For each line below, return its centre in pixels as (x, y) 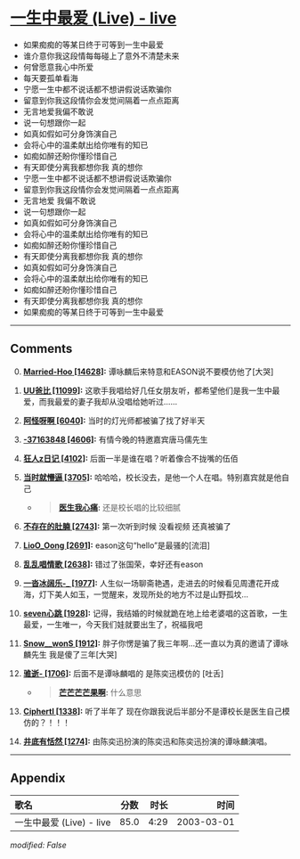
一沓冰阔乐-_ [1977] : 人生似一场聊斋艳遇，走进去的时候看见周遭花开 (147, 583)
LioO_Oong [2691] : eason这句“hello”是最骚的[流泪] (116, 545)
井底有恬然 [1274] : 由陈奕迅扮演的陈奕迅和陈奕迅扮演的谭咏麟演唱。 (147, 741)
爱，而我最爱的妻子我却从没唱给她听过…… (100, 401)
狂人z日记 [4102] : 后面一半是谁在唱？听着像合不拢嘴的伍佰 (130, 458)
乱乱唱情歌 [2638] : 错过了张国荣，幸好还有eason (113, 564)
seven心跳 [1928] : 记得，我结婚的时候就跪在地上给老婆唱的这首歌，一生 (155, 613)
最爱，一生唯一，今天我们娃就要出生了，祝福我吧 (113, 624)
